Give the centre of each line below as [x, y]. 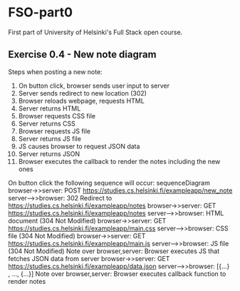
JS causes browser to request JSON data [79, 146]
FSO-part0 [41, 12]
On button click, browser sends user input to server [94, 86]
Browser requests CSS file [57, 116]
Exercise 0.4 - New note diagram [82, 55]
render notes [27, 281]
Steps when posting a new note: [55, 71]
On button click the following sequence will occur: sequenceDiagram [109, 183]
